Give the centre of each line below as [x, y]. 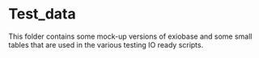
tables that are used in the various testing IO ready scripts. [106, 44]
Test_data [42, 14]
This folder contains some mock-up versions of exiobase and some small [130, 36]
